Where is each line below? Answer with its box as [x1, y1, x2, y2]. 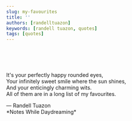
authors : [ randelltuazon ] [6, 20, 70, 26]
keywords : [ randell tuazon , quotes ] [6, 25, 97, 32]
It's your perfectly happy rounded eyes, [6, 72, 103, 79]
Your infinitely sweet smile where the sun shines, [6, 78, 127, 85]
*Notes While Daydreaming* [6, 108, 76, 116]
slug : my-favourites [6, 8, 58, 15]
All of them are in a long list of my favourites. [6, 91, 116, 98]
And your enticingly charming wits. [6, 84, 92, 91]
